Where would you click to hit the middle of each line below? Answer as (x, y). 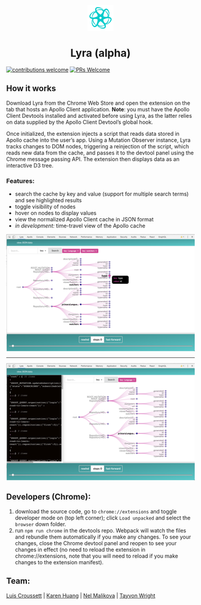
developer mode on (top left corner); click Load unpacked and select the (103, 518)
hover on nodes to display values (56, 213)
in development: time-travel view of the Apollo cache (80, 226)
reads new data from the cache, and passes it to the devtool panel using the (100, 153)
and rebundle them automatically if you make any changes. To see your (103, 537)
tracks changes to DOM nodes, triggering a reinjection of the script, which (98, 146)
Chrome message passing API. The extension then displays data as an (93, 159)
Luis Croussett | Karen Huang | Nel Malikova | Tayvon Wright (81, 595)
